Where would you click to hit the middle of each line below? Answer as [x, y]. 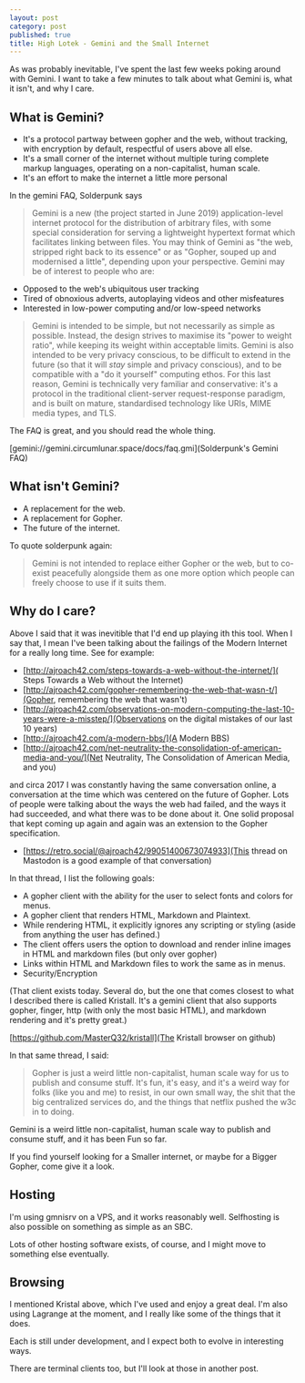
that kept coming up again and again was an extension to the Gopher [139, 823]
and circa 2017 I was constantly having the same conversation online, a [143, 784]
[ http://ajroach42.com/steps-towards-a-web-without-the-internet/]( [151, 670]
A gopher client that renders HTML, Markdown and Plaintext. [137, 915]
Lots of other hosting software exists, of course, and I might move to [138, 1244]
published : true [40, 35]
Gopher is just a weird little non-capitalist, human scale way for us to [160, 1072]
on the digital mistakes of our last [230, 718]
